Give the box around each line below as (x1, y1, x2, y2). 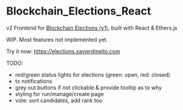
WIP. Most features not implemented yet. (6, 36, 108, 43)
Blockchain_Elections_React (6, 4, 151, 18)
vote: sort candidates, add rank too (14, 97, 103, 104)
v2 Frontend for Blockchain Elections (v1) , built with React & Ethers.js (6, 24, 178, 31)
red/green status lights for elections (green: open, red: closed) (14, 71, 170, 78)
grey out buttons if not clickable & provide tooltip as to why (14, 83, 162, 91)
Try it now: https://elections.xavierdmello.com (6, 47, 121, 55)
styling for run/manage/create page (14, 90, 104, 97)
